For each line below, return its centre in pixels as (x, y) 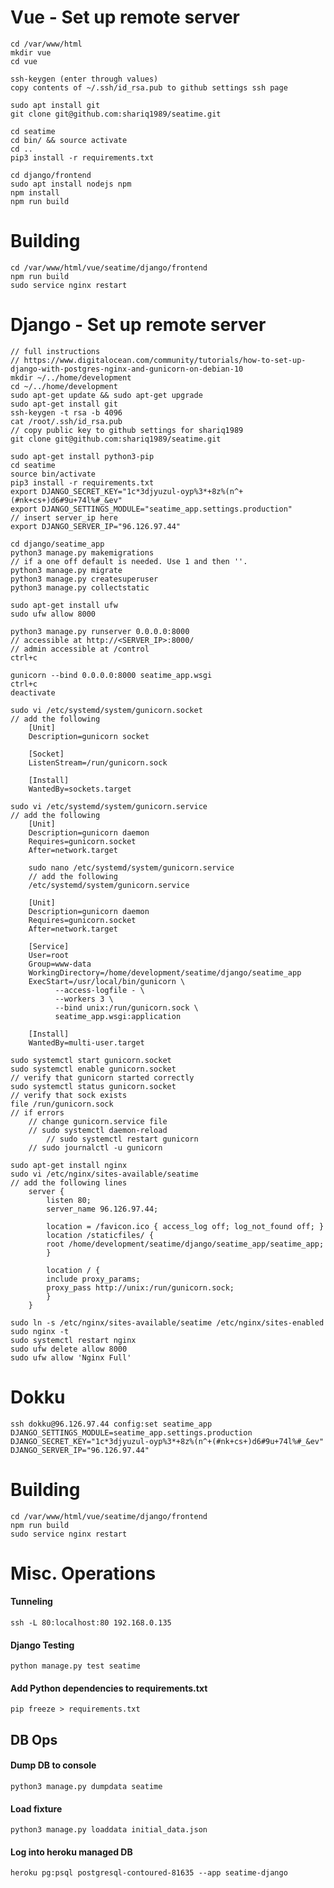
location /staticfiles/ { (100, 1235)
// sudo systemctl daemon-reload (98, 1130)
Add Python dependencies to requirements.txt (109, 1688)
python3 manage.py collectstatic (80, 587)
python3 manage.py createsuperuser (84, 579)
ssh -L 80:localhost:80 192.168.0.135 (91, 1623)
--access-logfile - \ (99, 990)
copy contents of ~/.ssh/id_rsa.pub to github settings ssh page (149, 87)
